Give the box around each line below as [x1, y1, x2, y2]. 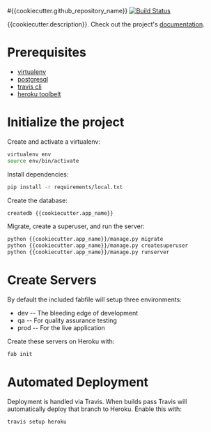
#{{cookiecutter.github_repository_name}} [7, 7, 128, 15]
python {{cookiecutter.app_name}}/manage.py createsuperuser [7, 242, 189, 249]
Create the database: [7, 196, 68, 204]
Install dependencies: [7, 170, 69, 178]
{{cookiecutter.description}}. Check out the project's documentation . [7, 20, 205, 28]
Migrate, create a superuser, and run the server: [7, 222, 145, 230]
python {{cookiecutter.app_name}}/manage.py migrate [7, 236, 164, 243]
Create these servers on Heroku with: [7, 337, 115, 345]
